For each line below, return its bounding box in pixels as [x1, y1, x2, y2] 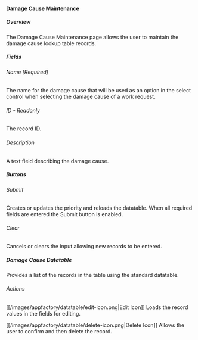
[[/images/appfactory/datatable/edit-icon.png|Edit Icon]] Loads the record [6, 304, 188, 311]
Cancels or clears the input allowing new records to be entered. [6, 243, 162, 250]
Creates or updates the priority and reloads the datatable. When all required [6, 204, 193, 211]
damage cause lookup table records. [6, 39, 97, 47]
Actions [6, 285, 25, 292]
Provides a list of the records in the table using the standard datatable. [6, 272, 179, 279]
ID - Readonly [6, 107, 41, 114]
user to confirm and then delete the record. [6, 327, 112, 335]
